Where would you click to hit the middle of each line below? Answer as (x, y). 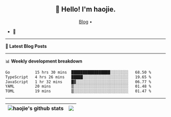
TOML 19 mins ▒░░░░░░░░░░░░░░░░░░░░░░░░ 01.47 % (78, 91)
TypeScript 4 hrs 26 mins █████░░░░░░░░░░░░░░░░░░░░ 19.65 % (78, 77)
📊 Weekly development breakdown (44, 61)
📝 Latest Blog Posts (26, 46)
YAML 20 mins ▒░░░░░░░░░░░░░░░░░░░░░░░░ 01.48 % (78, 86)
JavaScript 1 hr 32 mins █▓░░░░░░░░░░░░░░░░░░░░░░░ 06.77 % (78, 82)
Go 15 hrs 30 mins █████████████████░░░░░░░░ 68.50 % (78, 72)
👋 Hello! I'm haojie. (85, 9)
